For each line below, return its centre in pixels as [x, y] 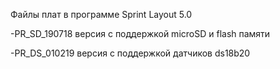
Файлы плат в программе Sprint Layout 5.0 [101, 14]
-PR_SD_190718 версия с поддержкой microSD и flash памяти [140, 33]
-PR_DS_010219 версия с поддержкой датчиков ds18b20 [130, 53]
